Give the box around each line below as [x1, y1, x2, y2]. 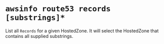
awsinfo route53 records [5, 4, 111, 14]
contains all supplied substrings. [5, 33, 74, 39]
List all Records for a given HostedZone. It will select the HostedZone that [5, 27, 159, 34]
